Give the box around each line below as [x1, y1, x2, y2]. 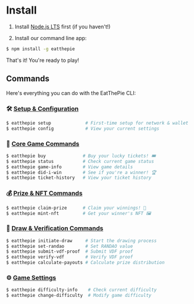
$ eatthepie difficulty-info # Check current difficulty [6, 287, 157, 293]
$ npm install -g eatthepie [6, 45, 75, 52]
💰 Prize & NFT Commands [6, 189, 83, 198]
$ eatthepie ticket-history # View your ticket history [6, 175, 152, 181]
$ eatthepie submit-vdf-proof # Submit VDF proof [6, 249, 133, 254]
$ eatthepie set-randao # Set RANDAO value [6, 243, 133, 249]
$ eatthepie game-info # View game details [6, 164, 133, 170]
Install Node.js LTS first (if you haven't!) [14, 23, 111, 30]
